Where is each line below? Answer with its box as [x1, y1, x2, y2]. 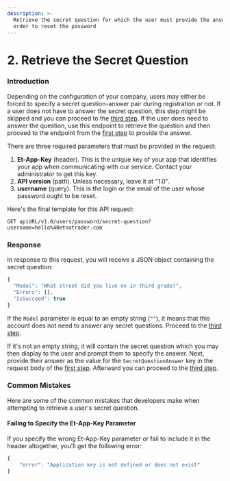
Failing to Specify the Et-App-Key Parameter [7, 419, 136, 428]
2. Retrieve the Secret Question [7, 52, 189, 68]
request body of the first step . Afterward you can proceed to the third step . [7, 364, 218, 372]
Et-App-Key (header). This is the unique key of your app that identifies [16, 155, 217, 163]
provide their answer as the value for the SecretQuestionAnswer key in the [7, 356, 214, 365]
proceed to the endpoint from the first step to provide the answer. [7, 128, 192, 137]
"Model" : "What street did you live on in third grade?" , [13, 282, 183, 290]
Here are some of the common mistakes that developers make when [7, 396, 200, 404]
